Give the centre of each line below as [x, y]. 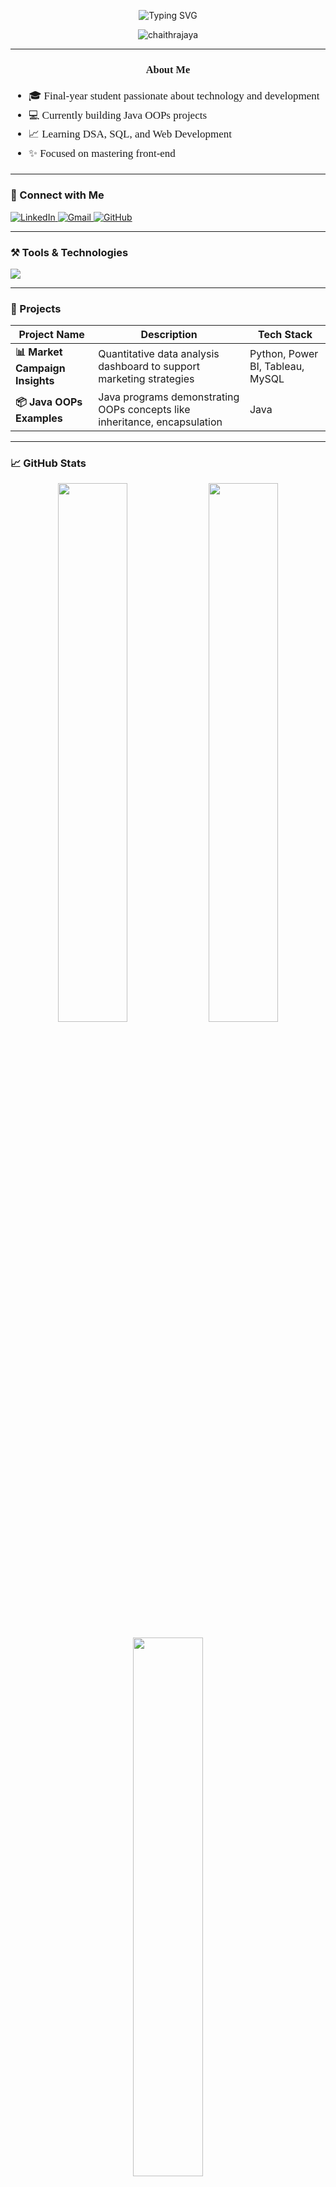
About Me [168, 69]
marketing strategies [146, 378]
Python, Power [284, 353]
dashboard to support [149, 366]
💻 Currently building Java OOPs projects [118, 115]
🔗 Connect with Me [57, 195]
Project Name [51, 335]
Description [169, 335]
